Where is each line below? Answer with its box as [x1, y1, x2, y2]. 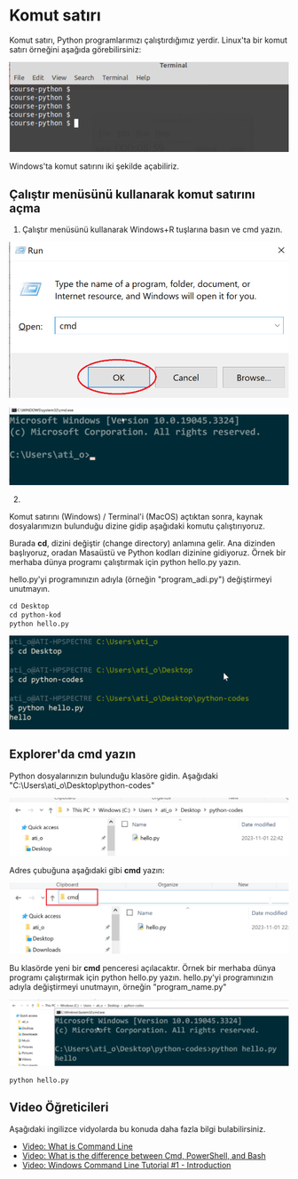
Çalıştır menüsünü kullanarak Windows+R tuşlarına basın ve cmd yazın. [21, 224, 283, 235]
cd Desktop [9, 601, 50, 611]
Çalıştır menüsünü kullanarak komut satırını [9, 187, 255, 202]
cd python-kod [9, 610, 62, 620]
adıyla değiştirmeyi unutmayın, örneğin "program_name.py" [9, 982, 227, 992]
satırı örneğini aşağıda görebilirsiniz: [9, 44, 142, 54]
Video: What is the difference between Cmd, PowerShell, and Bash [21, 1150, 266, 1160]
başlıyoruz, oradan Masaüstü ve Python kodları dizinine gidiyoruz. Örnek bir [9, 547, 286, 558]
